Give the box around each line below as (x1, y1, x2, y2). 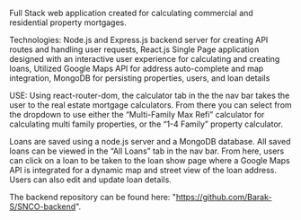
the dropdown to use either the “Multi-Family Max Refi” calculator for (9, 110, 265, 119)
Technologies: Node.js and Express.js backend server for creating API (9, 35, 269, 45)
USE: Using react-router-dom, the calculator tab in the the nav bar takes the (9, 90, 290, 101)
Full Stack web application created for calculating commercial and (9, 8, 253, 18)
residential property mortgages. (9, 17, 128, 28)
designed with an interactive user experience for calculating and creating (9, 54, 280, 64)
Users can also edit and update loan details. (9, 174, 173, 185)
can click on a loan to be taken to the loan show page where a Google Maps (9, 155, 290, 165)
